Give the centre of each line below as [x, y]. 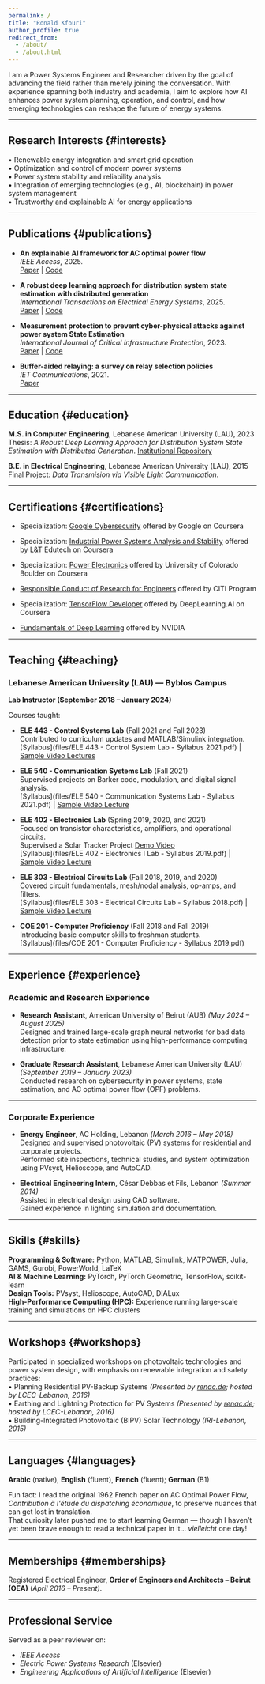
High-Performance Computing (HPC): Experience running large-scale [123, 1301]
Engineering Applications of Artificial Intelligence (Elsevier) [115, 1671]
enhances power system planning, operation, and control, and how [117, 100]
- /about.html [38, 52]
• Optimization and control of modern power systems [95, 168]
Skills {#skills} [44, 1241]
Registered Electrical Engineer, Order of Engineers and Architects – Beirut [129, 1580]
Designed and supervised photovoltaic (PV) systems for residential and [135, 1142]
